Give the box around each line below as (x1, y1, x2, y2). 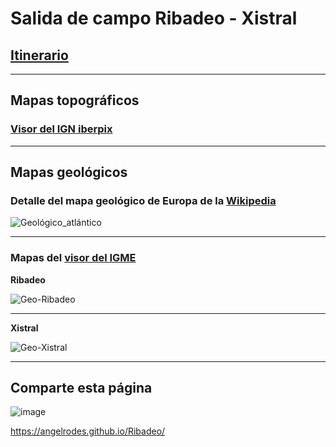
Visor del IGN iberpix (10, 122, 113, 136)
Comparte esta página (10, 380, 153, 397)
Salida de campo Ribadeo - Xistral (10, 7, 298, 30)
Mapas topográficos (10, 92, 140, 109)
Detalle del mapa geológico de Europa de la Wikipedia (10, 194, 277, 207)
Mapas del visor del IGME (10, 251, 137, 265)
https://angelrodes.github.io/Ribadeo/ (10, 425, 166, 437)
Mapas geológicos (10, 164, 128, 181)
